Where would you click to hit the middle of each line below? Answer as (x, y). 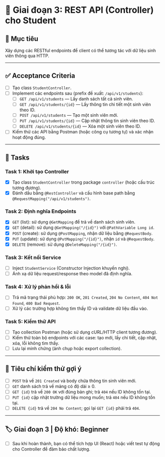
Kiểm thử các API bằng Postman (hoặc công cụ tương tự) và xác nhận (83, 132)
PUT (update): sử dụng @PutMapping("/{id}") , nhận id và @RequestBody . (83, 239)
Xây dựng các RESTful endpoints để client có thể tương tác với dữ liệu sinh (81, 50)
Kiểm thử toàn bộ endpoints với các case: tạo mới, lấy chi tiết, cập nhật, (84, 337)
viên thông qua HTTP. (27, 56)
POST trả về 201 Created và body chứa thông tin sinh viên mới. (74, 381)
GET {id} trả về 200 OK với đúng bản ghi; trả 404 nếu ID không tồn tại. (82, 392)
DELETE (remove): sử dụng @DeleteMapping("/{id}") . (65, 244)
